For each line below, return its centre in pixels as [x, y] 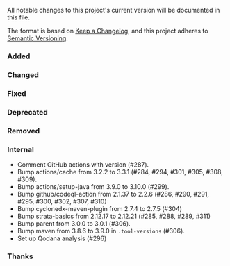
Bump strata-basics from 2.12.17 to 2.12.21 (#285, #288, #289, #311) [114, 216]
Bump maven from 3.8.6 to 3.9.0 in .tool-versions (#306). [101, 231]
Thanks [20, 256]
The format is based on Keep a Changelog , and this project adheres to [108, 31]
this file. [18, 17]
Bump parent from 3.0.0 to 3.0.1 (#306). [74, 223]
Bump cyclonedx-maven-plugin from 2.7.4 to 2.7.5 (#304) [100, 208]
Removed [24, 131]
